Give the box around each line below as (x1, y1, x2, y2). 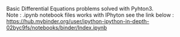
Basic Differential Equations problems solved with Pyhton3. (6, 5, 154, 12)
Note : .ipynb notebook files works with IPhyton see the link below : (6, 11, 175, 18)
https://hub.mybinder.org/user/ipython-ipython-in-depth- (6, 18, 150, 24)
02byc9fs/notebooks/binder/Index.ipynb (6, 24, 107, 31)
